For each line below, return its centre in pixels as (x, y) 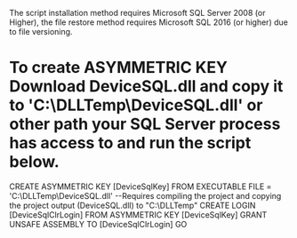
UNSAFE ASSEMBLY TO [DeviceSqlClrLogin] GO (98, 224)
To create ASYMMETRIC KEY (119, 68)
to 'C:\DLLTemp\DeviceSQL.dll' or (136, 105)
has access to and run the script (130, 143)
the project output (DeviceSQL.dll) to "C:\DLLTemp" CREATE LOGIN (132, 205)
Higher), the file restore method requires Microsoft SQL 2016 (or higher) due (149, 22)
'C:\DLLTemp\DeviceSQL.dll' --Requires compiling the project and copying (145, 195)
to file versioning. (41, 32)
